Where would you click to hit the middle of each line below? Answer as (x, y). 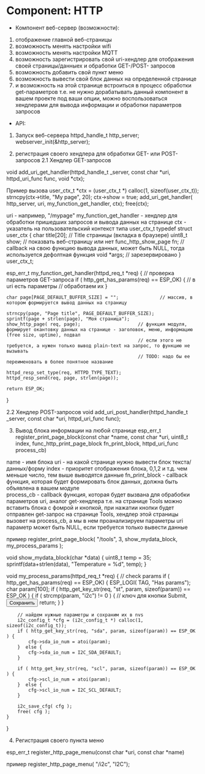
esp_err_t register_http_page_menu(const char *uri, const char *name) (95, 752)
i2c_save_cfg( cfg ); (45, 706)
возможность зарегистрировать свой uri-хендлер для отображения (105, 59)
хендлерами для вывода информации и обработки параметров (98, 104)
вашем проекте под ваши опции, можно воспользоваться (91, 98)
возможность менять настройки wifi (63, 46)
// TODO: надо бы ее (164, 356)
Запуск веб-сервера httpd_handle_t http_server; (77, 135)
